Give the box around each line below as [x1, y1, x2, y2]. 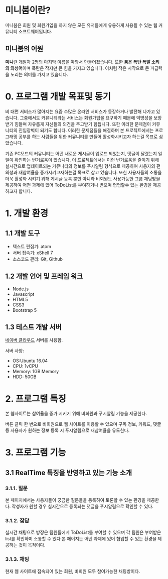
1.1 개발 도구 [5, 229, 40, 238]
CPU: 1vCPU [12, 363, 39, 369]
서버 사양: [5, 348, 24, 354]
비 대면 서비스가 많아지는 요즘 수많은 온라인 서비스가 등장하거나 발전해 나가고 [5, 108, 155, 114]
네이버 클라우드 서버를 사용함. [5, 337, 63, 343]
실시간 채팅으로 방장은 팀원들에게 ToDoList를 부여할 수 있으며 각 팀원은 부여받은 [5, 529, 161, 535]
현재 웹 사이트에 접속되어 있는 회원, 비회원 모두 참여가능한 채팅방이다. [5, 568, 140, 574]
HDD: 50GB [12, 374, 37, 380]
